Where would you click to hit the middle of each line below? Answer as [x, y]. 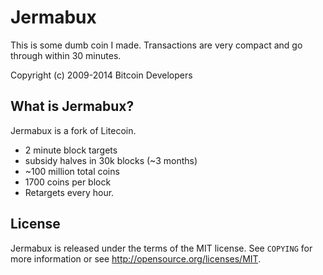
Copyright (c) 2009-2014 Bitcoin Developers [101, 75]
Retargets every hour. [69, 192]
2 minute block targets [71, 150]
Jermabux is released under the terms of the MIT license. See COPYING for [161, 248]
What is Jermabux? [72, 106]
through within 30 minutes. [66, 55]
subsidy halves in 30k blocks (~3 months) [111, 160]
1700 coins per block [68, 182]
